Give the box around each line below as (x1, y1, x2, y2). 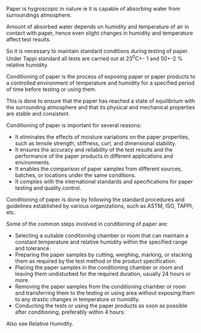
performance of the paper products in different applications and (14, 152, 173, 160)
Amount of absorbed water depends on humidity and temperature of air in (6, 23, 190, 30)
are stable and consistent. (6, 110, 70, 117)
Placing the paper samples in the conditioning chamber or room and (14, 263, 184, 271)
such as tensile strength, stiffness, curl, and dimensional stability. (14, 139, 177, 146)
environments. (14, 158, 51, 166)
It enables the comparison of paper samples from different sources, (14, 165, 183, 172)
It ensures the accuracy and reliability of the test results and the (14, 146, 173, 153)
